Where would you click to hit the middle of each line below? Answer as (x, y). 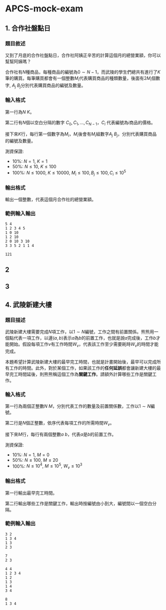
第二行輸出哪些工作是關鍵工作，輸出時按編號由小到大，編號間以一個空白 (79, 503)
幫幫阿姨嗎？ (18, 61)
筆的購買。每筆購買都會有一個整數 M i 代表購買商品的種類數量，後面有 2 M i (78, 79)
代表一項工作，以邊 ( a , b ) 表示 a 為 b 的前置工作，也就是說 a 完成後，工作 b (85, 338)
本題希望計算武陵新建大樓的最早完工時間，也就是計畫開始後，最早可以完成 (81, 362)
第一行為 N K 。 (20, 112)
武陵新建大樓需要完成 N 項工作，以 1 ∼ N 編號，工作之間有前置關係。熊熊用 (80, 332)
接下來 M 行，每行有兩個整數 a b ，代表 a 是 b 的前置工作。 (61, 434)
